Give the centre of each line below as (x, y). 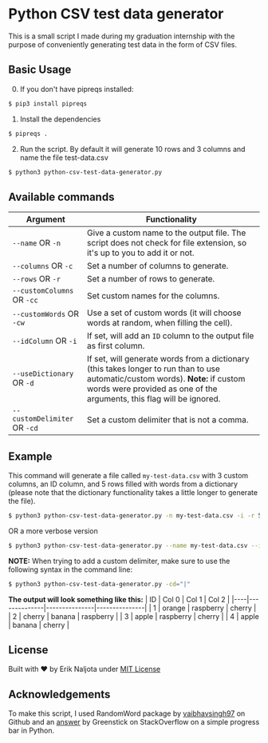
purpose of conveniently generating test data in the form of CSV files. (123, 44)
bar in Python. (31, 731)
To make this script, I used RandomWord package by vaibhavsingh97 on (127, 713)
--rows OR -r (37, 279)
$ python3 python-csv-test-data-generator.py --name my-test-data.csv (128, 545)
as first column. (116, 346)
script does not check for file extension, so (167, 243)
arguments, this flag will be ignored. (154, 399)
